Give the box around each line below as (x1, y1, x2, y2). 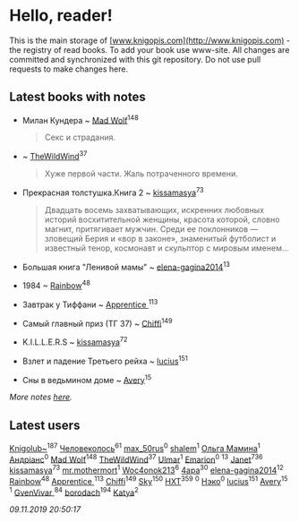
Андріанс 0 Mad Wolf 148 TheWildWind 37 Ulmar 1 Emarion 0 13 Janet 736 (9, 452, 263, 465)
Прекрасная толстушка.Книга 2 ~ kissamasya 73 (21, 185, 204, 198)
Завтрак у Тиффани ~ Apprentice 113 (21, 297, 158, 310)
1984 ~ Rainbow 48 (21, 278, 91, 291)
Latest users (9, 417, 81, 432)
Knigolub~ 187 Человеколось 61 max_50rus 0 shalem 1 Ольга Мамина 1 (9, 441, 261, 453)
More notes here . (9, 391, 73, 403)
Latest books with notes (9, 90, 146, 105)
